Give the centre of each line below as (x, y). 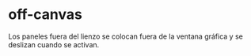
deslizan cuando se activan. (54, 44)
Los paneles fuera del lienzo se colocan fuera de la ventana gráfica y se (125, 36)
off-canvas (46, 15)
